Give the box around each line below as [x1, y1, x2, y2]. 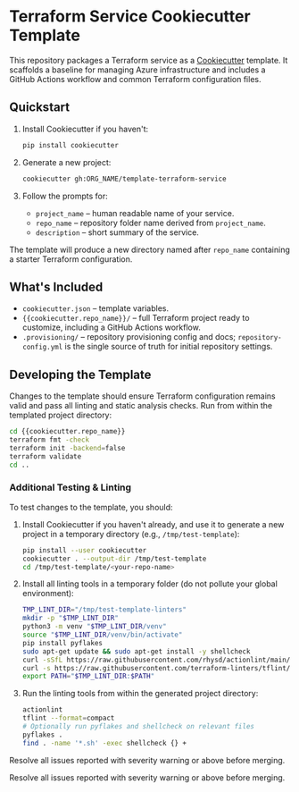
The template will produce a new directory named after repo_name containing [9, 244, 290, 255]
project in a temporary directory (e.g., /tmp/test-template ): [21, 528, 240, 539]
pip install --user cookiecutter [21, 545, 147, 555]
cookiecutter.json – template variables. [21, 303, 170, 314]
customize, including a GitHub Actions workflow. [21, 322, 201, 333]
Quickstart [9, 100, 71, 115]
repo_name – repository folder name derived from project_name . [35, 217, 266, 228]
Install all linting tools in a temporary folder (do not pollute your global [21, 578, 278, 589]
